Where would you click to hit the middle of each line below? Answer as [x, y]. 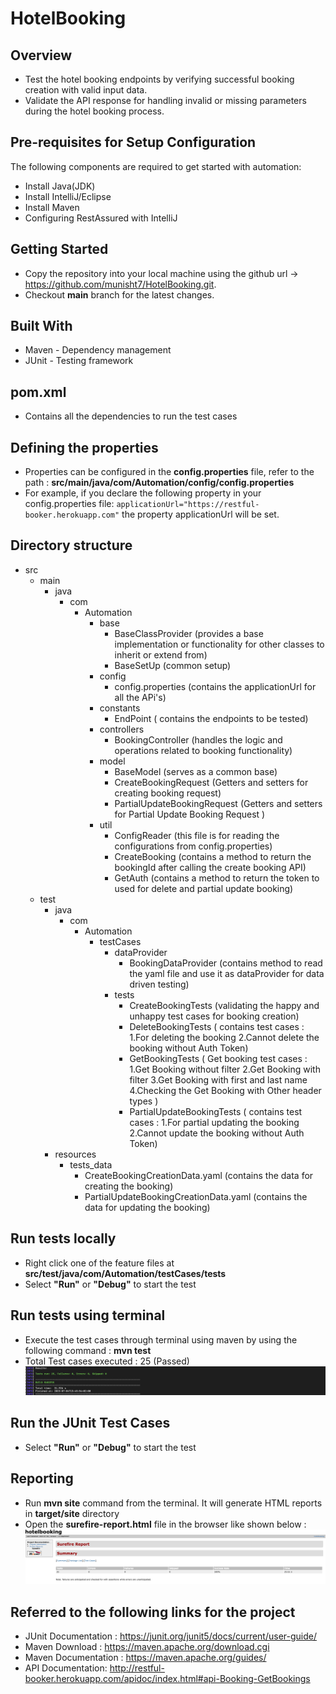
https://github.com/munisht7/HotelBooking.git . [120, 284]
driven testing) [159, 984]
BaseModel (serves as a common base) [196, 771]
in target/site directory [72, 1513]
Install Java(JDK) [60, 186]
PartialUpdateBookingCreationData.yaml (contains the [196, 1196]
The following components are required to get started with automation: [156, 166]
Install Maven [52, 207]
